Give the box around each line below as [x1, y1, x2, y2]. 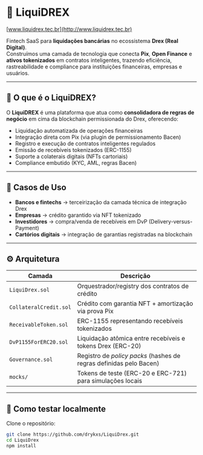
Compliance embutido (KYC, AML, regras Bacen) [14, 159, 137, 166]
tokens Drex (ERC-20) [77, 342, 141, 350]
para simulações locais [77, 377, 143, 385]
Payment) [14, 224, 39, 231]
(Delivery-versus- [149, 218, 193, 225]
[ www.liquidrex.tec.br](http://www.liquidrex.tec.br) [6, 25, 132, 33]
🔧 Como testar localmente [6, 404, 106, 414]
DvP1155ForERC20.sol [9, 339, 68, 346]
